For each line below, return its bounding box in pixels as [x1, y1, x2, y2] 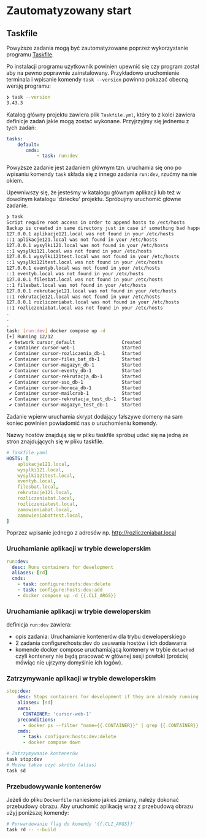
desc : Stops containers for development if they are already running [17, 694, 199, 700]
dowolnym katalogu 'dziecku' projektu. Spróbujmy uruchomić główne [6, 196, 181, 203]
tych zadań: [6, 124, 36, 131]
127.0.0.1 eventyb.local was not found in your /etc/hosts [6, 265, 161, 272]
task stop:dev [6, 756, 43, 763]
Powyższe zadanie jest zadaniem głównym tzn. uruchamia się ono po [6, 164, 182, 172]
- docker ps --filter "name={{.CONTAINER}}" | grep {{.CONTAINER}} [22, 722, 199, 728]
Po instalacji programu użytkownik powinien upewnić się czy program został [6, 63, 199, 70]
